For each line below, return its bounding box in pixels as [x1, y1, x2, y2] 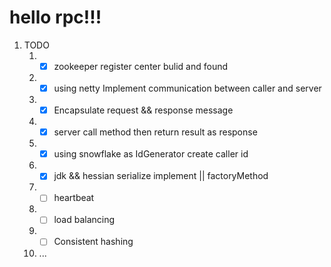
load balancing [53, 214, 116, 226]
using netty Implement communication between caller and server [53, 82, 322, 94]
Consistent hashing [53, 236, 134, 248]
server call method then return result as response [53, 126, 258, 138]
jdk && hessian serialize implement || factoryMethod [53, 170, 269, 182]
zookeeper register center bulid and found [53, 60, 229, 72]
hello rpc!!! [9, 6, 102, 29]
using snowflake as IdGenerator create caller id [53, 148, 249, 160]
